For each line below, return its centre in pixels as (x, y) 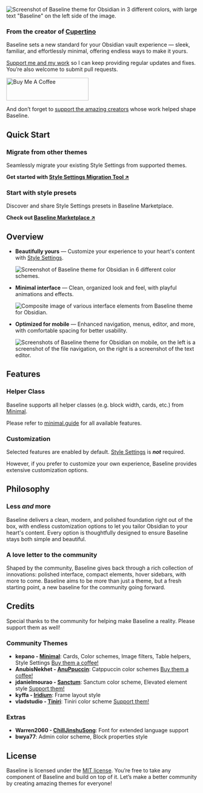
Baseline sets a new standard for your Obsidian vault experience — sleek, (98, 45)
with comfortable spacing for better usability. (71, 331)
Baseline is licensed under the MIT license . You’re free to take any (89, 771)
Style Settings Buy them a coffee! (57, 663)
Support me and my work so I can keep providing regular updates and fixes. (101, 63)
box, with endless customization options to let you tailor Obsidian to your (97, 526)
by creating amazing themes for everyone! (59, 783)
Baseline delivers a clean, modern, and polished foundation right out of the (99, 519)
